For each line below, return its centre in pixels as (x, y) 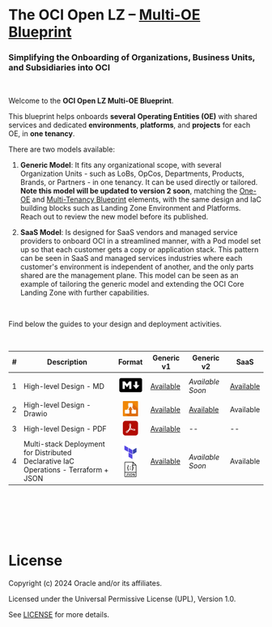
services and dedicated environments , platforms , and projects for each (130, 125)
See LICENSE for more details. (59, 614)
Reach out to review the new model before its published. (114, 217)
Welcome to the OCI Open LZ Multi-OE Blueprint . (91, 101)
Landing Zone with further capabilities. (85, 292)
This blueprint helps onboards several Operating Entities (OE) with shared (133, 117)
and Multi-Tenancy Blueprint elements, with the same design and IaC (147, 199)
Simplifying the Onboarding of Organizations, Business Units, (132, 58)
